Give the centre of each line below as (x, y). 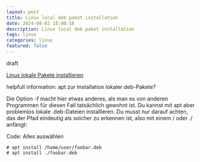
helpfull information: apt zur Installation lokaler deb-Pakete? (81, 86)
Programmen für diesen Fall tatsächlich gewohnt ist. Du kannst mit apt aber (101, 105)
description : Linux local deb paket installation (71, 29)
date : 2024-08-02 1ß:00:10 (40, 23)
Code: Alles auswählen (35, 136)
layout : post (23, 12)
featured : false (27, 46)
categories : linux (29, 40)
